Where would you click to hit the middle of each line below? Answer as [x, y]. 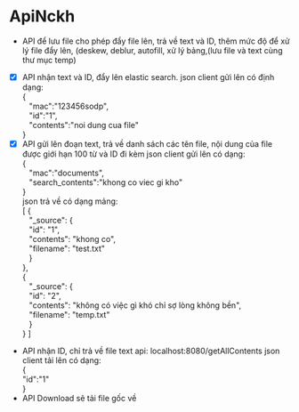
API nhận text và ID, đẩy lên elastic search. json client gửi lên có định [148, 77]
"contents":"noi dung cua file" [84, 125]
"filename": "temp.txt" [69, 315]
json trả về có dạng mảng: [70, 201]
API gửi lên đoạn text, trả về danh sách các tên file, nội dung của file [147, 144]
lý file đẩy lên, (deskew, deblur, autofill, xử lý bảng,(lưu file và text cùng [152, 50]
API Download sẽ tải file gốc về [79, 399]
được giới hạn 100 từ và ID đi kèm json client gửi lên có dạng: [133, 154]
